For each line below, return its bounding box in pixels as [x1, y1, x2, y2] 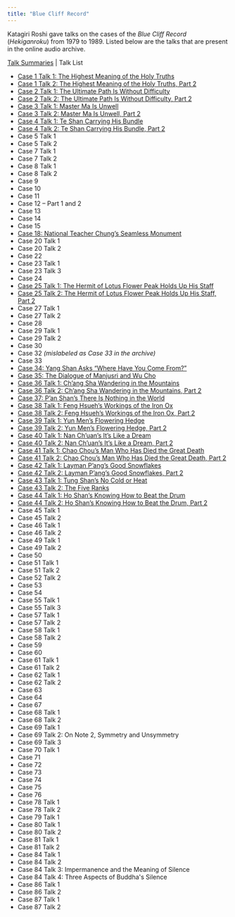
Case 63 [17, 685, 42, 694]
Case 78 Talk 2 [17, 805, 61, 813]
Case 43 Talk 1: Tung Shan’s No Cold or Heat [17, 476, 148, 485]
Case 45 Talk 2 [17, 513, 62, 522]
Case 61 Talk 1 [17, 656, 59, 664]
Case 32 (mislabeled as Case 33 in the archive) [17, 349, 156, 357]
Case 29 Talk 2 [17, 334, 61, 342]
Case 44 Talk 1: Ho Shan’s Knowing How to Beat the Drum [17, 491, 186, 499]
